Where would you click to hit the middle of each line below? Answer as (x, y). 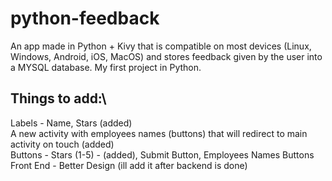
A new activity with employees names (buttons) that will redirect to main (159, 133)
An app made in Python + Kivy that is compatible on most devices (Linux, (161, 46)
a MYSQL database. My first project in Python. (106, 67)
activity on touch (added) (62, 144)
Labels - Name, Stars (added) (71, 123)
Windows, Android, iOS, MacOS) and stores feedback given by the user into (166, 56)
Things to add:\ (58, 98)
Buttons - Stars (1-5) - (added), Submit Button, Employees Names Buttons (162, 154)
